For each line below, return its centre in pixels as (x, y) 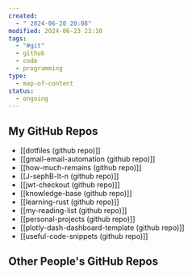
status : (21, 91)
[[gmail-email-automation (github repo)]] (88, 159)
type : (17, 76)
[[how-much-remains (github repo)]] (81, 168)
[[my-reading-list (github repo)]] (73, 211)
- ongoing (32, 98)
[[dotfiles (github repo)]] (60, 151)
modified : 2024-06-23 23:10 (56, 31)
